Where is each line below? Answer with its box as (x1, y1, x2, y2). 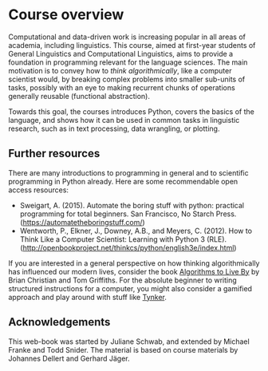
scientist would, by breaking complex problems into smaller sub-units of (8, 74, 246, 84)
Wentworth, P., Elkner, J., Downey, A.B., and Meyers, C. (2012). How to (19, 226, 253, 235)
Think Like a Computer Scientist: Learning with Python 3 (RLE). (19, 234, 227, 244)
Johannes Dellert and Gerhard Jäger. (8, 353, 130, 363)
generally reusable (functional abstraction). (8, 91, 150, 101)
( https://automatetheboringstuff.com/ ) (19, 217, 145, 227)
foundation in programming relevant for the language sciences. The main (8, 57, 248, 67)
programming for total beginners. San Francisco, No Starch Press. (19, 209, 237, 219)
